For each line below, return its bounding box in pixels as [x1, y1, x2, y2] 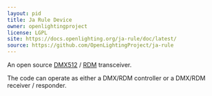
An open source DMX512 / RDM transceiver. [7, 61, 132, 69]
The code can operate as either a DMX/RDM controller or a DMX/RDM [7, 74, 206, 82]
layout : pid [7, 10, 41, 17]
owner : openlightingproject [7, 23, 88, 29]
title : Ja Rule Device [7, 16, 72, 23]
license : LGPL [7, 29, 48, 36]
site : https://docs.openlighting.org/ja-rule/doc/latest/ [7, 36, 177, 43]
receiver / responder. [7, 82, 67, 89]
